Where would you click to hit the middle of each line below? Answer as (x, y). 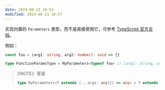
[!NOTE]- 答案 (31, 74)
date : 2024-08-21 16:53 (29, 10)
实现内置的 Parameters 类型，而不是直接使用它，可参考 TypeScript (72, 29)
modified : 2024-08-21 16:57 (34, 14)
